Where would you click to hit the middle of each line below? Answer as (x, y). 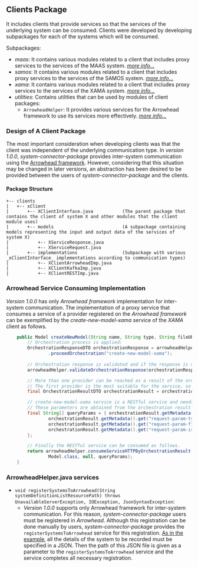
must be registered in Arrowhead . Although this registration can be (105, 520)
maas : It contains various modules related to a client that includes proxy (102, 59)
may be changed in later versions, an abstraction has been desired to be (94, 169)
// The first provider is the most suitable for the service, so (109, 386)
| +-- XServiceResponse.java (55, 242)
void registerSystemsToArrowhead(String (65, 491)
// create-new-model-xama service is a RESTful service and (103, 402)
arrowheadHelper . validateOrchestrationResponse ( (88, 370)
